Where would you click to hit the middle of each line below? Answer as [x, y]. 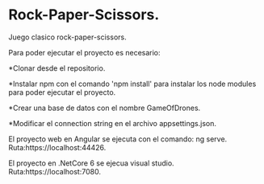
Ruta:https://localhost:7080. [54, 171]
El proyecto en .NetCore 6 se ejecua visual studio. [92, 163]
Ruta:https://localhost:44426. [57, 147]
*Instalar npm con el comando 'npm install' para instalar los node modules [132, 84]
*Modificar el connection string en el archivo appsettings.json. [112, 123]
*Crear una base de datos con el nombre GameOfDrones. [105, 108]
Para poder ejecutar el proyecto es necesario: [84, 52]
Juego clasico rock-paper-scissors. [67, 37]
